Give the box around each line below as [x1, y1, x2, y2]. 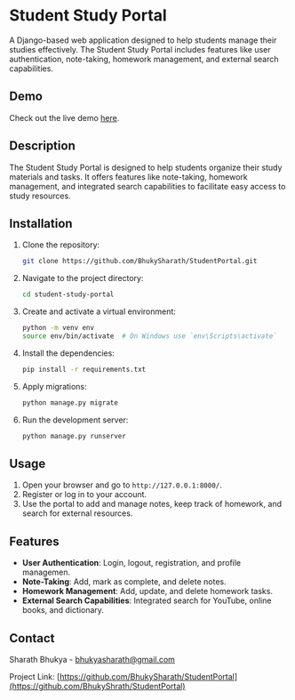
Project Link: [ [9, 671, 60, 681]
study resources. [9, 190, 71, 201]
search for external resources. [21, 508, 133, 519]
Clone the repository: [21, 239, 100, 250]
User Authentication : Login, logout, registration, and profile [21, 558, 242, 568]
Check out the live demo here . [9, 112, 120, 123]
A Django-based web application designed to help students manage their [9, 35, 277, 45]
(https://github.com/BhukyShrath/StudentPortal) [9, 680, 186, 691]
